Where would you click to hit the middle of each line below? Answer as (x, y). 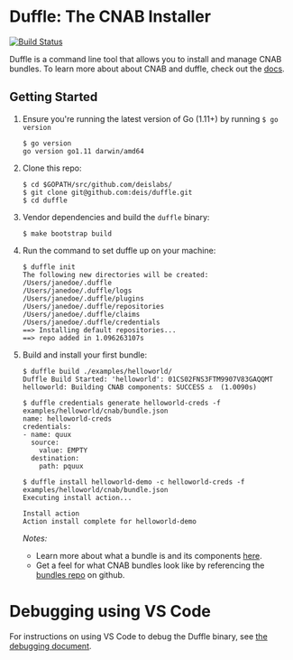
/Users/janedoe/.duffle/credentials (91, 322)
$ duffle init (49, 267)
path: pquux (61, 466)
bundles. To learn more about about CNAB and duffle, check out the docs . (147, 69)
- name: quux (47, 434)
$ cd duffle (45, 200)
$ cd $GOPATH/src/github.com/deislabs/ (97, 184)
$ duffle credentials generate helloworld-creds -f (121, 403)
